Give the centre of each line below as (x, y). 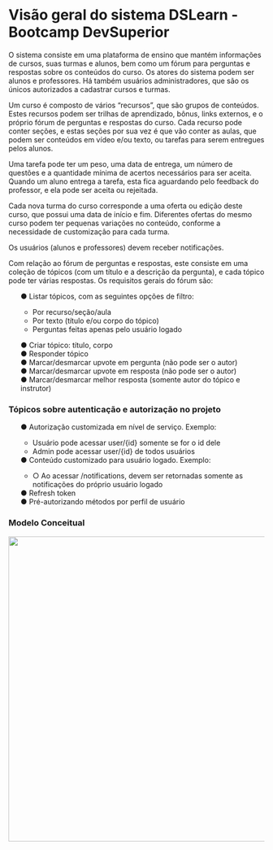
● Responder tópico (54, 353)
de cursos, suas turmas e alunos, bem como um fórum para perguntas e (129, 63)
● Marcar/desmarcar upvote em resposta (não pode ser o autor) (128, 371)
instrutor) (36, 388)
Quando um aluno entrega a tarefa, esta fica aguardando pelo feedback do (134, 181)
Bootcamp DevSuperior (89, 32)
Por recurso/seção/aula (72, 312)
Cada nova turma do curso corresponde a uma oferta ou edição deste (126, 206)
